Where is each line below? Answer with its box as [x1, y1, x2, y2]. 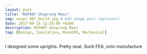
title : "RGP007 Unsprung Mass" [5, 12, 70, 17]
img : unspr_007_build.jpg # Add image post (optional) [5, 16, 120, 21]
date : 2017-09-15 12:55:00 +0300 [5, 21, 74, 26]
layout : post [5, 7, 32, 12]
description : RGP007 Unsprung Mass [5, 26, 78, 30]
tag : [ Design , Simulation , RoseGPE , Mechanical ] [5, 30, 107, 35]
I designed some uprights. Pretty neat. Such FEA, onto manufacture [5, 44, 143, 49]
